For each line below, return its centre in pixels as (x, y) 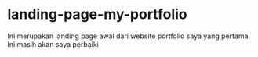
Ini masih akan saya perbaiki (53, 44)
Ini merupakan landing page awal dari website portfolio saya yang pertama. (129, 36)
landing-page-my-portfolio (97, 14)
